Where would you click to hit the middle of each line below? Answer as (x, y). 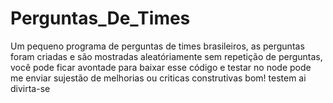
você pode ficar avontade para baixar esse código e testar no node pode (161, 67)
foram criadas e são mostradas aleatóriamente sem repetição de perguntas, (166, 56)
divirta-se (30, 88)
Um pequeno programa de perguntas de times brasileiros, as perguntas (157, 46)
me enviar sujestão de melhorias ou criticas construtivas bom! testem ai (158, 78)
